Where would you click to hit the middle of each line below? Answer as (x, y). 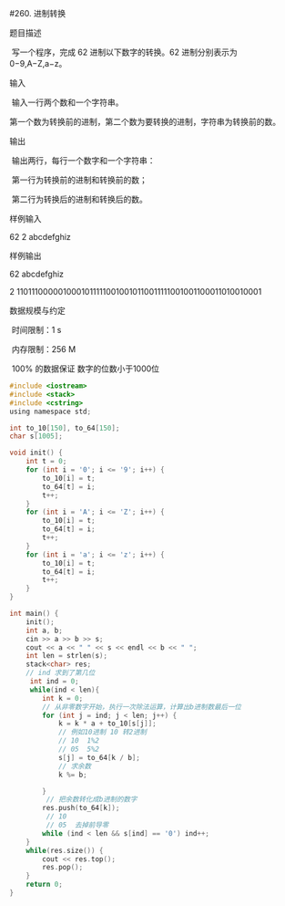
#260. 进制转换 (38, 13)
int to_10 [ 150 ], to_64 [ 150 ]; (65, 428)
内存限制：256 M (44, 349)
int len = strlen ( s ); (66, 656)
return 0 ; (45, 885)
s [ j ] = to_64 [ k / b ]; (99, 757)
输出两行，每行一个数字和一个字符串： (83, 161)
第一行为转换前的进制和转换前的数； (79, 180)
